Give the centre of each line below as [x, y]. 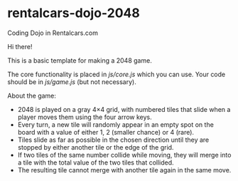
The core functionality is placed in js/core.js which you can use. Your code [117, 74]
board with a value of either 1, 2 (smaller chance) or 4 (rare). [106, 132]
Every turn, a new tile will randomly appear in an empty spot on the [116, 124]
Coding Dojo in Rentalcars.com [53, 33]
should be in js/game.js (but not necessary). [72, 82]
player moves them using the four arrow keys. [85, 117]
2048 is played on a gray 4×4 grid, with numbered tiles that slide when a [124, 109]
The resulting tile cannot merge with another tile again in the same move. [124, 170]
